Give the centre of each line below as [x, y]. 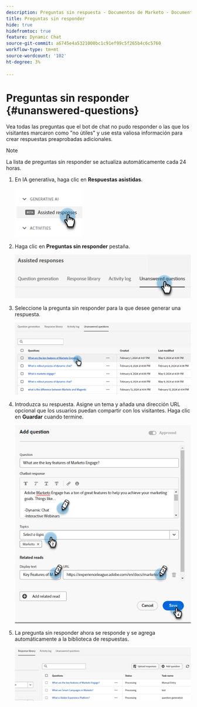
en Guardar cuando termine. [49, 417]
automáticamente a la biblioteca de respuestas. [72, 639]
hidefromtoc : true [28, 31]
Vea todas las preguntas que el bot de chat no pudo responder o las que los [98, 127]
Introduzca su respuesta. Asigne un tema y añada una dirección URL [97, 404]
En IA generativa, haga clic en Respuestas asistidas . [79, 180]
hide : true [19, 25]
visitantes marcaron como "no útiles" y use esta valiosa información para [94, 133]
